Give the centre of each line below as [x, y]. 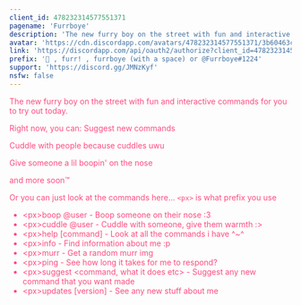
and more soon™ [39, 180]
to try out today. [39, 110]
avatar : [24, 42]
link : [19, 51]
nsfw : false [31, 76]
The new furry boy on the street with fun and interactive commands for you [148, 101]
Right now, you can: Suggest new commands [93, 128]
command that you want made [78, 281]
